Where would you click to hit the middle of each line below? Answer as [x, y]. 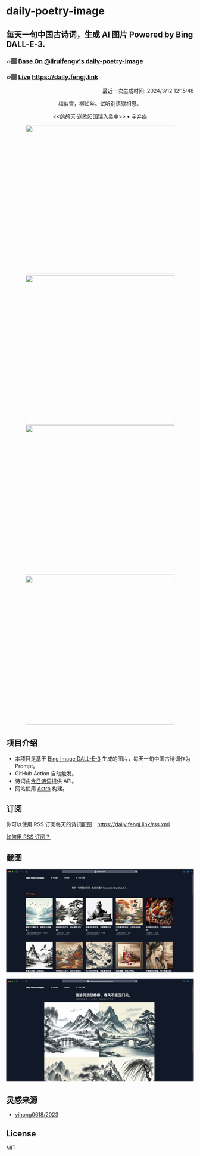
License [21, 1134]
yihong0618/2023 [37, 1115]
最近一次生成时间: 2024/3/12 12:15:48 [148, 91]
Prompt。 [26, 766]
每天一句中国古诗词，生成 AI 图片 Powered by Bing [100, 34]
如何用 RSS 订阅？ [28, 837]
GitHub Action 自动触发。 [46, 773]
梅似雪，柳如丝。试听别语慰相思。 [100, 103]
